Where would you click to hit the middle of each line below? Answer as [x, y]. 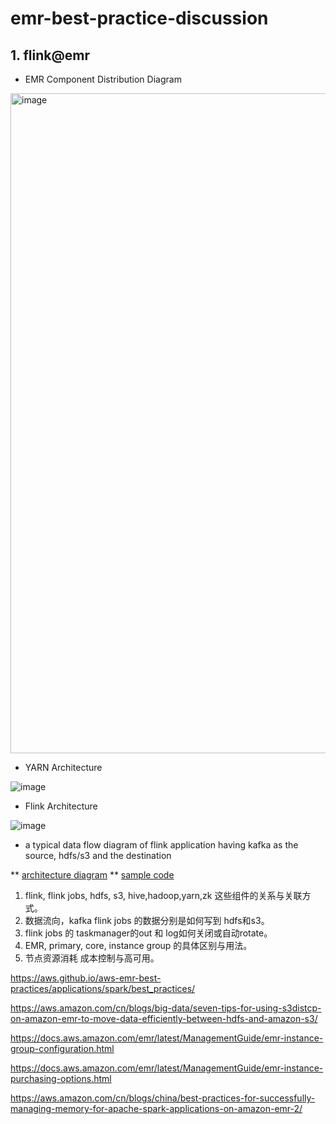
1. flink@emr [50, 55]
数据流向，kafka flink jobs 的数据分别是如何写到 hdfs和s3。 [147, 920]
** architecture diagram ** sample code [92, 875]
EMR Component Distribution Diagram [103, 79]
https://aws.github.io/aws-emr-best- [86, 978]
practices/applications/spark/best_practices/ [103, 988]
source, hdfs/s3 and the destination [98, 855]
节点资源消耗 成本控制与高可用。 [92, 958]
